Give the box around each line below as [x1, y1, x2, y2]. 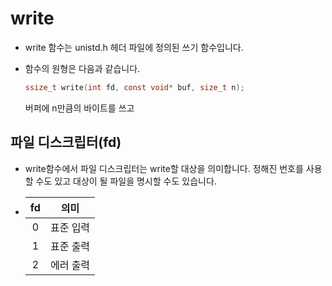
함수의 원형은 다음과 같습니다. [24, 62, 141, 74]
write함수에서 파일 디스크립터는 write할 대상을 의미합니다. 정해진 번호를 [24, 162, 304, 174]
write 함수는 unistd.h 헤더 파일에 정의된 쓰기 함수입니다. [24, 41, 244, 53]
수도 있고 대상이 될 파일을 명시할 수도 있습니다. [35, 175, 217, 187]
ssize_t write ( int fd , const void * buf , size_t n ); [24, 82, 245, 92]
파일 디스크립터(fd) [10, 134, 122, 151]
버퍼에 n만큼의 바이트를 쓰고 [24, 102, 135, 114]
